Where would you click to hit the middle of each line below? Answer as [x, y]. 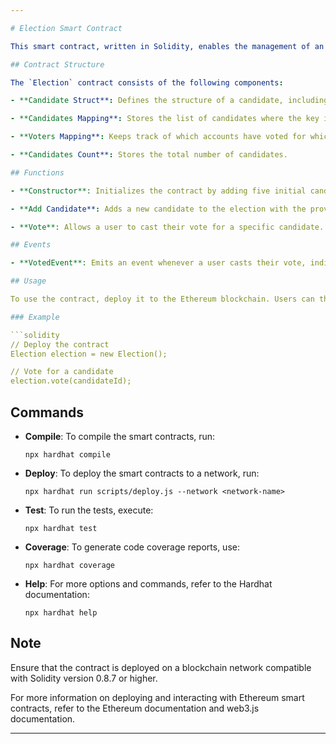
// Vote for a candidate [62, 372]
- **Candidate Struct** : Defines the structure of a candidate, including [169, 101]
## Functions [37, 172]
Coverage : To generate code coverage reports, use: [132, 547]
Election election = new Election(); [89, 354]
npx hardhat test [61, 528]
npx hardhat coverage [69, 565]
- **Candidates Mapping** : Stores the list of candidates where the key [165, 119]
